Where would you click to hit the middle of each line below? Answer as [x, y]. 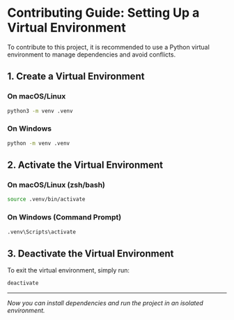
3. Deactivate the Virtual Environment [91, 253]
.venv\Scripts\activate [42, 232]
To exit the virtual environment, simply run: [69, 270]
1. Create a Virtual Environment [76, 77]
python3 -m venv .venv [40, 111]
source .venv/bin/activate [46, 199]
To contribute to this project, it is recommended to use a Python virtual [109, 47]
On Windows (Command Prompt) [64, 217]
